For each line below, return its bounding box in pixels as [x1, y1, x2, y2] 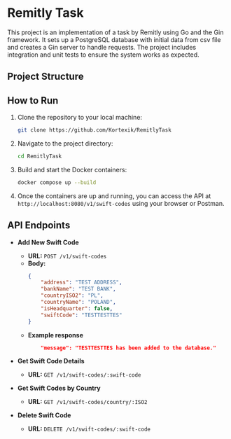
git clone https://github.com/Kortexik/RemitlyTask [17, 127, 171, 134]
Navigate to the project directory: [17, 139, 113, 148]
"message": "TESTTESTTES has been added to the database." [41, 344, 217, 351]
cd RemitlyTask [17, 153, 62, 160]
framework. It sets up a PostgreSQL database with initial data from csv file [7, 35, 221, 43]
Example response [27, 330, 84, 339]
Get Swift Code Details [17, 357, 85, 365]
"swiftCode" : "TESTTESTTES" [41, 312, 122, 319]
